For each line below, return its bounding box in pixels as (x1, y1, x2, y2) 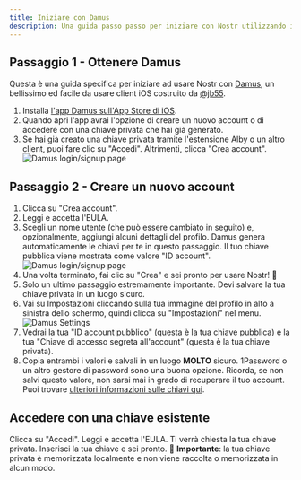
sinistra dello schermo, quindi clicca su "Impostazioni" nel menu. (21, 308, 262, 319)
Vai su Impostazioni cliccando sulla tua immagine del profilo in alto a (21, 298, 275, 310)
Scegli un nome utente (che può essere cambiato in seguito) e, (21, 222, 254, 233)
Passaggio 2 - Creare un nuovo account (9, 179, 235, 194)
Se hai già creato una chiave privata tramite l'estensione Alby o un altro (21, 134, 285, 144)
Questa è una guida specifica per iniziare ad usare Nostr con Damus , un (9, 78, 275, 90)
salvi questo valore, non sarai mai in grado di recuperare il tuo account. (21, 374, 285, 386)
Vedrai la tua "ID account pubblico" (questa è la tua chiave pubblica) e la (21, 327, 290, 337)
